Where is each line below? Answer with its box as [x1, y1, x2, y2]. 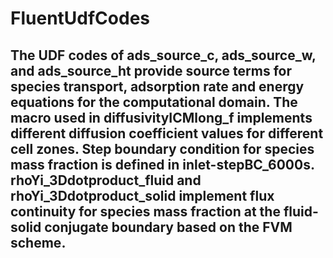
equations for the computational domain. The [10, 93, 298, 111]
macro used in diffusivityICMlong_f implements [10, 109, 313, 126]
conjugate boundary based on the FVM [44, 218, 293, 236]
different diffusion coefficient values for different [10, 125, 324, 142]
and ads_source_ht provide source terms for [10, 62, 293, 79]
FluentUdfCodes [10, 7, 151, 30]
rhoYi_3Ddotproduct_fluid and [10, 172, 202, 189]
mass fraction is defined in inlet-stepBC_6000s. [10, 156, 315, 173]
